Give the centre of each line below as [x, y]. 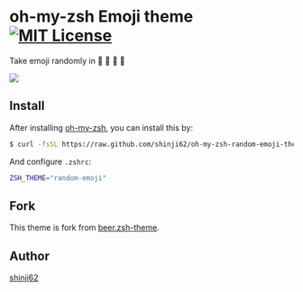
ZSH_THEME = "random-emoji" [58, 178]
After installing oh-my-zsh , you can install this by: [101, 127]
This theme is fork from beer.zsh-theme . [84, 228]
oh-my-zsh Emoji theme [101, 17]
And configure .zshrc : [50, 161]
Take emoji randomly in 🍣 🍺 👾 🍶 [67, 60]
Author [29, 255]
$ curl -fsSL [34, 144]
